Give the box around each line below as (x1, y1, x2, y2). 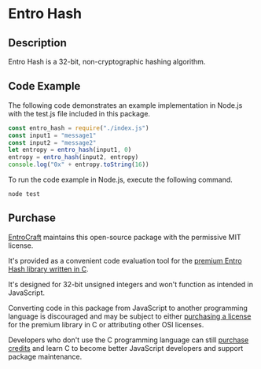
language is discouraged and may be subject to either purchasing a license (8, 312, 252, 321)
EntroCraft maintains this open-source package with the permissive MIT (8, 232, 241, 242)
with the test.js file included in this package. (8, 109, 151, 118)
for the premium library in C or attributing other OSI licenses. (8, 319, 204, 329)
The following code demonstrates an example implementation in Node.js (8, 100, 243, 110)
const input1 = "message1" (8, 131, 97, 139)
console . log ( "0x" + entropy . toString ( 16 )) (8, 161, 149, 169)
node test (8, 190, 41, 198)
